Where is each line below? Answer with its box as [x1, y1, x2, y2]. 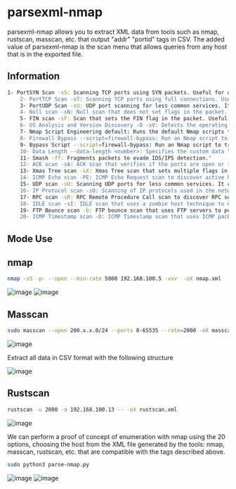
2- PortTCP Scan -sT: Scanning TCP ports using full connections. [20, 96, 218, 103]
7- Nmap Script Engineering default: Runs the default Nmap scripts [20, 128, 225, 135]
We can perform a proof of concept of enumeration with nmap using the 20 [7, 432, 226, 440]
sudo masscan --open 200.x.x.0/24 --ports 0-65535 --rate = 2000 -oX [7, 327, 209, 334]
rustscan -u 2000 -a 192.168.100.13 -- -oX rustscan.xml [7, 406, 178, 413]
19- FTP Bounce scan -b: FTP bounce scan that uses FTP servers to [20, 207, 221, 214]
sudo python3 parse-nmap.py [7, 461, 90, 468]
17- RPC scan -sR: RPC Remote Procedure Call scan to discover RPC [20, 193, 221, 201]
